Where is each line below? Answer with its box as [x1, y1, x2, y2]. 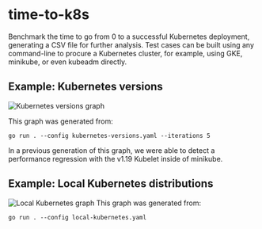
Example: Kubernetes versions [8, 80, 164, 94]
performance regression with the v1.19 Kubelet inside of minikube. [8, 154, 223, 163]
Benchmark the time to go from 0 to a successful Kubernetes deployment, [8, 32, 250, 41]
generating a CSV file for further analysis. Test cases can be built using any [8, 40, 255, 49]
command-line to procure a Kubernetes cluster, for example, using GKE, [8, 48, 243, 58]
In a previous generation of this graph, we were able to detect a [8, 145, 215, 155]
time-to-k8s [8, 6, 89, 24]
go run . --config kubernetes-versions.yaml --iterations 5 [8, 132, 211, 139]
